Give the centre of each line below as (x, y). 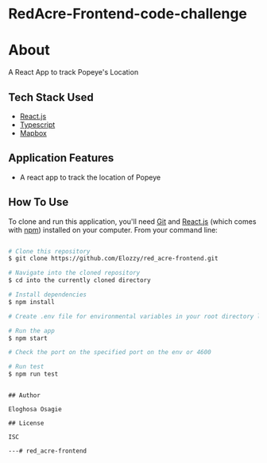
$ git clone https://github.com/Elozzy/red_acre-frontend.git (113, 259)
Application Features (61, 158)
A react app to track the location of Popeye (90, 177)
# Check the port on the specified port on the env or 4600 (110, 353)
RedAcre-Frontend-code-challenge (128, 14)
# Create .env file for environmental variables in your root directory (131, 316)
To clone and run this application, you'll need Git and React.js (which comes (132, 221)
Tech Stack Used (51, 97)
